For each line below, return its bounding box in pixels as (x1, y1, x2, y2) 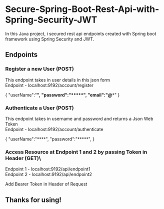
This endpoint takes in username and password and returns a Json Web (5, 115, 153, 121)
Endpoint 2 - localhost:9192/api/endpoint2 (5, 171, 92, 177)
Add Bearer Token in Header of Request (5, 181, 87, 187)
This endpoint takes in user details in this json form (5, 76, 110, 83)
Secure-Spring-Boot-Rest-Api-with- (5, 3, 159, 15)
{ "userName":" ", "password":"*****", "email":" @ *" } (5, 91, 120, 98)
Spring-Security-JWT (5, 14, 97, 25)
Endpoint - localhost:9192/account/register (5, 82, 94, 88)
